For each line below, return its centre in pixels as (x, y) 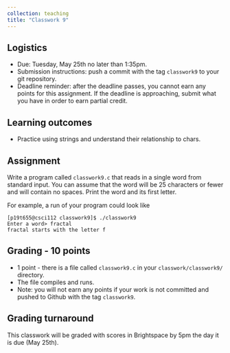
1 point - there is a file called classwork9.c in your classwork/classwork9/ (120, 267)
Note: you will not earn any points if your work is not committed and (113, 289)
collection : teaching (38, 13)
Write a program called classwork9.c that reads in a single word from (104, 177)
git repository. (37, 79)
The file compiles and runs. (56, 282)
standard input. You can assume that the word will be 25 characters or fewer (115, 184)
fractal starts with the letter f (57, 230)
